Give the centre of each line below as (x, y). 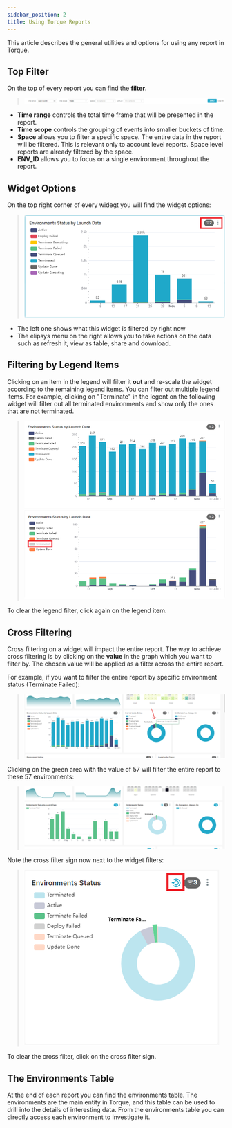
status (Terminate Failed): (43, 684)
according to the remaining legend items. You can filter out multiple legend (113, 389)
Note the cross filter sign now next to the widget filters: (86, 860)
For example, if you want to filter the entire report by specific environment (112, 677)
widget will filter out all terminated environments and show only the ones (110, 403)
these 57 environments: (41, 776)
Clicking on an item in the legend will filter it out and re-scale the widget (110, 381)
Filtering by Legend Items (63, 365)
